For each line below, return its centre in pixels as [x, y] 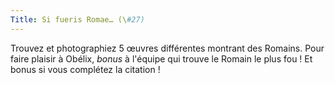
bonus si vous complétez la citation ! [85, 69]
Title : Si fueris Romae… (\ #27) [77, 19]
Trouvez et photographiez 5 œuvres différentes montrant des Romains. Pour [167, 48]
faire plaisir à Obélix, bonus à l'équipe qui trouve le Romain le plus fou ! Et [161, 58]
